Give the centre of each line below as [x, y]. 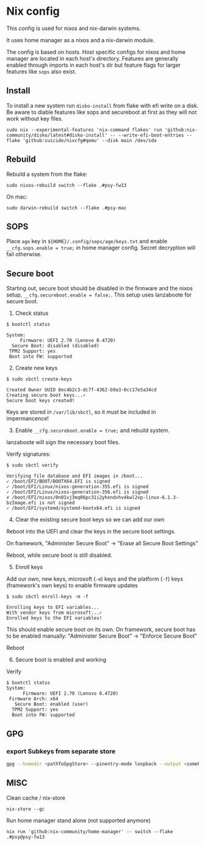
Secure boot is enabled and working [61, 660]
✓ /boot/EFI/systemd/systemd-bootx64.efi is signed [73, 508]
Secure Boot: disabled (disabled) [56, 346]
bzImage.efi [21, 503]
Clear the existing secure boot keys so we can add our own [90, 519]
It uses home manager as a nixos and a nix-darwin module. [81, 40]
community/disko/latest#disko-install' [57, 135]
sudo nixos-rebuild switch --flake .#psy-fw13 [67, 185]
